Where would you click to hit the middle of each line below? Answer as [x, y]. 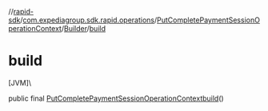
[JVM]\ [20, 82]
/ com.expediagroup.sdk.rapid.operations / [88, 20]
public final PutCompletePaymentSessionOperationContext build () [116, 98]
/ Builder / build [84, 28]
